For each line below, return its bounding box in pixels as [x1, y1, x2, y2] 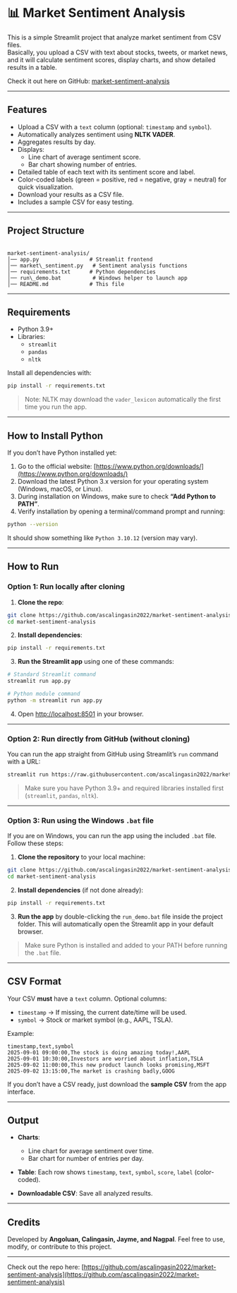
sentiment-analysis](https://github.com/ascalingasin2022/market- [7, 1270, 200, 1279]
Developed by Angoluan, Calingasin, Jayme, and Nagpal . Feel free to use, [7, 1235, 226, 1244]
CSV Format [7, 975, 62, 988]
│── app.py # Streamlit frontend [7, 256, 153, 263]
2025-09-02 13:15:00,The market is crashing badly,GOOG [7, 1067, 175, 1075]
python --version [7, 521, 59, 528]
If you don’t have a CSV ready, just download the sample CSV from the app [7, 1080, 227, 1088]
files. [7, 40, 22, 49]
